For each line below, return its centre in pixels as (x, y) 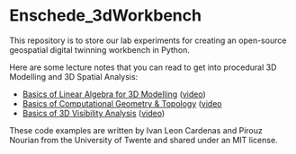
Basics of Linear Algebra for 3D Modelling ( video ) (114, 94)
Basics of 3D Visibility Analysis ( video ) (94, 113)
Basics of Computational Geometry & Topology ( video (122, 103)
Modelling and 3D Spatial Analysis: (74, 76)
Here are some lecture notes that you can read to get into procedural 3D (143, 67)
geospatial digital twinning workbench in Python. (100, 49)
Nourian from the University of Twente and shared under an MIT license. (144, 140)
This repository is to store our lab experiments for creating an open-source (148, 40)
